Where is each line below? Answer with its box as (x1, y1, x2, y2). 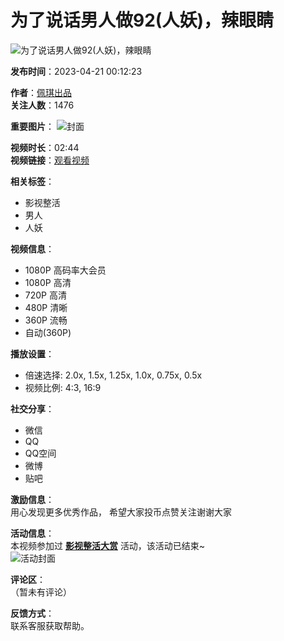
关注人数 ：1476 (10, 99, 75, 111)
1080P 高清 (24, 276, 72, 288)
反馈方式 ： (10, 607, 55, 619)
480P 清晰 (24, 301, 68, 313)
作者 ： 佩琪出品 (10, 86, 72, 98)
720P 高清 (24, 289, 67, 301)
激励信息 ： (10, 493, 55, 505)
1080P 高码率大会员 (24, 264, 107, 276)
